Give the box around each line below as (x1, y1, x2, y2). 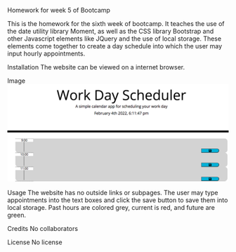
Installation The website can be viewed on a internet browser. (7, 63, 185, 71)
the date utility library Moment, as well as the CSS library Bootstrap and (7, 27, 214, 35)
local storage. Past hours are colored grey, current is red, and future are (7, 203, 216, 211)
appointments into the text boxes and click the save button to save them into (7, 196, 228, 204)
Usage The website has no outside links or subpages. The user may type (7, 188, 218, 197)
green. (7, 211, 27, 219)
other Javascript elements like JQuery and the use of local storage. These (7, 34, 222, 43)
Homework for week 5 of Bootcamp (7, 6, 111, 14)
